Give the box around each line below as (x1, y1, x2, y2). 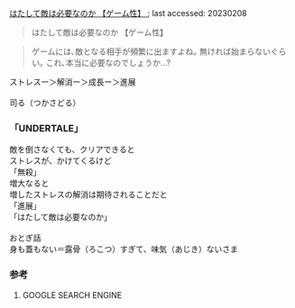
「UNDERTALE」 (9, 122, 84, 134)
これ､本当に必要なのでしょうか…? (45, 58, 171, 68)
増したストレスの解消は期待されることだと (9, 189, 168, 200)
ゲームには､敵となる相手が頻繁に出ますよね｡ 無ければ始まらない (31, 46, 271, 57)
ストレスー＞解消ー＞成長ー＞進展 (9, 77, 136, 87)
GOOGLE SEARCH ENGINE (22, 289, 123, 300)
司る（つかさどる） (9, 97, 81, 108)
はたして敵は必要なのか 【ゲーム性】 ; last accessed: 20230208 (9, 8, 248, 18)
